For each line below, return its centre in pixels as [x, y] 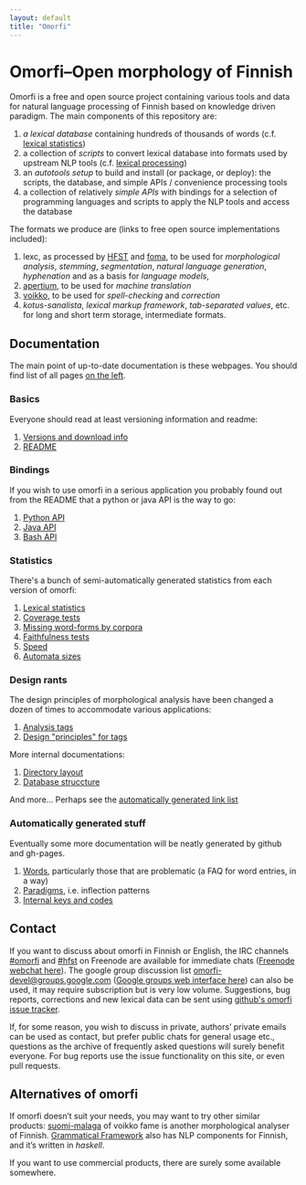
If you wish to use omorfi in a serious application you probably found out [146, 490]
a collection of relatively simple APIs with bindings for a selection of [150, 192]
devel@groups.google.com [60, 979]
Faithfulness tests [56, 637]
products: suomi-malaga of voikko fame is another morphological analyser [150, 1126]
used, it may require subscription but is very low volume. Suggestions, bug [150, 989]
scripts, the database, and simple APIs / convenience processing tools [155, 183]
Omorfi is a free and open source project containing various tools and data [150, 97]
